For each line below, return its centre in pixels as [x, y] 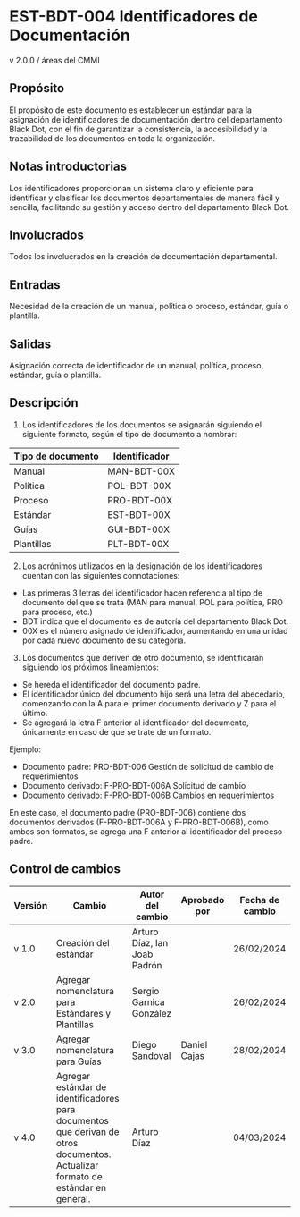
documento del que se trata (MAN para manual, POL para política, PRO [153, 602]
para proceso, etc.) [58, 612]
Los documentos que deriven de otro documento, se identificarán [143, 657]
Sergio [146, 991]
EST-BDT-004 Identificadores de [134, 17]
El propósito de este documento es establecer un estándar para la [131, 110]
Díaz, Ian [150, 942]
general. [74, 1198]
